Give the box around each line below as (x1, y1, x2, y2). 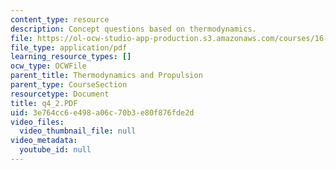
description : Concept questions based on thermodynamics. (10, 24, 257, 34)
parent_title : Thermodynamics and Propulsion (10, 71, 203, 81)
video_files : (10, 117, 65, 127)
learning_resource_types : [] (10, 52, 132, 62)
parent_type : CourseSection (10, 80, 128, 90)
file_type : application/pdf (10, 42, 128, 53)
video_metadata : (10, 136, 78, 146)
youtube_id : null (19, 145, 92, 155)
